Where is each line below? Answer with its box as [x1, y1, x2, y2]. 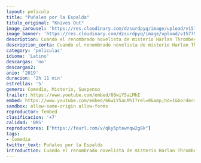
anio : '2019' [6, 70, 39, 76]
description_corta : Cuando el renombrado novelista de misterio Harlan [6, 42, 188, 48]
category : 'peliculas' [6, 48, 63, 54]
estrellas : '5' [6, 81, 44, 87]
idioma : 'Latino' [6, 53, 50, 59]
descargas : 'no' [6, 59, 47, 64]
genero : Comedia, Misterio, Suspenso [6, 87, 100, 93]
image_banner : [6, 31, 42, 37]
